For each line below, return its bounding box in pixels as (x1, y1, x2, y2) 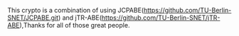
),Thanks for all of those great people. (19, 21, 130, 29)
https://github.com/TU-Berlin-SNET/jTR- (101, 13, 221, 22)
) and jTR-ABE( (58, 13, 102, 22)
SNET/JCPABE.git (7, 13, 59, 22)
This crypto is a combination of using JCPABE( (7, 6, 144, 14)
